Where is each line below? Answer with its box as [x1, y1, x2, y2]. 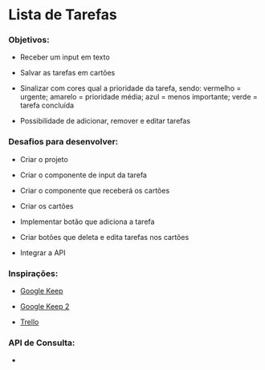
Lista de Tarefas [8, 6, 118, 24]
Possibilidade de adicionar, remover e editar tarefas [19, 116, 191, 126]
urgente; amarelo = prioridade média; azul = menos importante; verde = [19, 92, 259, 102]
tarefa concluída [19, 100, 75, 110]
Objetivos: [8, 35, 50, 46]
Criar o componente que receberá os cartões [19, 185, 170, 195]
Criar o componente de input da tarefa [19, 170, 147, 180]
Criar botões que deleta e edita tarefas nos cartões [19, 232, 190, 242]
